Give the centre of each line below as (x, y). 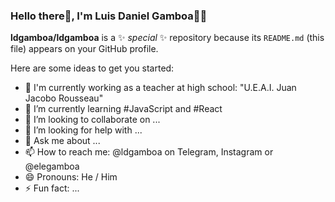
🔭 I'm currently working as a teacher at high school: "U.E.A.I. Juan (160, 88)
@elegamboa (52, 166)
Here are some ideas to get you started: (92, 68)
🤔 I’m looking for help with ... (83, 130)
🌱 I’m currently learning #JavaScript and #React (123, 109)
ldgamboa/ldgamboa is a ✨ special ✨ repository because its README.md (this (167, 38)
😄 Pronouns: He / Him (71, 177)
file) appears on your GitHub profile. (84, 49)
